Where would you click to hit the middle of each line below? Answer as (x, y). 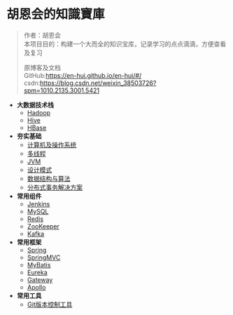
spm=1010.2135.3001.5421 (61, 90)
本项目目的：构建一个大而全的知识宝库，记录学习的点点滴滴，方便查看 (125, 43)
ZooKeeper (43, 226)
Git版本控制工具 (50, 304)
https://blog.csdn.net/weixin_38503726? (98, 83)
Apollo (36, 287)
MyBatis (39, 264)
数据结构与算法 (49, 178)
